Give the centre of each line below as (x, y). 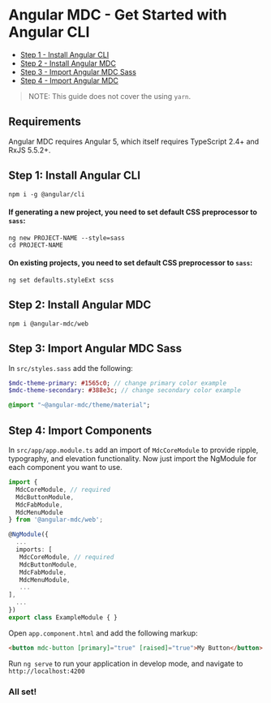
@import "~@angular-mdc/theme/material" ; (80, 405)
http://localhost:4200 (47, 671)
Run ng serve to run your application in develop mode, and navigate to (126, 663)
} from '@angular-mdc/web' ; (56, 520)
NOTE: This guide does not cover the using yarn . (110, 96)
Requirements (45, 122)
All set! (23, 692)
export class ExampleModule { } (63, 617)
